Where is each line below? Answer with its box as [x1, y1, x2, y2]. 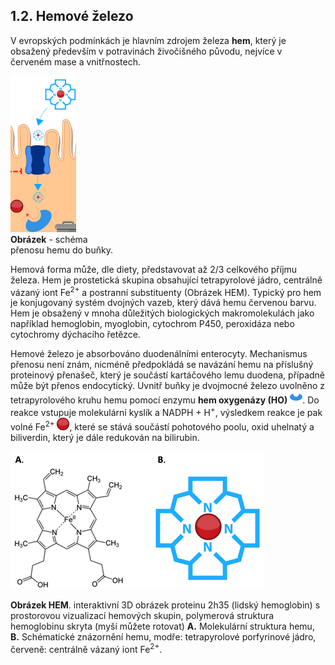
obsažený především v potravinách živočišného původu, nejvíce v [10, 45, 283, 57]
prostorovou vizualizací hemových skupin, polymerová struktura [10, 610, 275, 622]
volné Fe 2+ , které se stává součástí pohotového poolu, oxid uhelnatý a [10, 419, 315, 433]
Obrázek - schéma [10, 233, 88, 245]
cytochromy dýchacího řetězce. [10, 329, 141, 341]
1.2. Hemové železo [10, 8, 134, 25]
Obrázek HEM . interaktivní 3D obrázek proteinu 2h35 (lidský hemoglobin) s [10, 599, 321, 611]
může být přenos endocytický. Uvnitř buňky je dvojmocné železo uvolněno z [10, 380, 326, 392]
